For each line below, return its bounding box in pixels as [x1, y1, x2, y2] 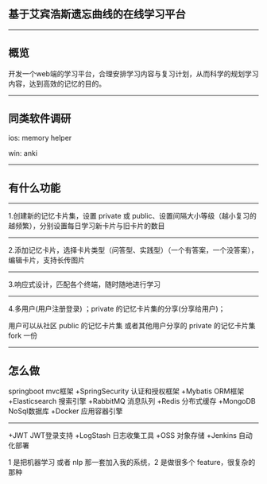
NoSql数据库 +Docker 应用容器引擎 [8, 406, 123, 416]
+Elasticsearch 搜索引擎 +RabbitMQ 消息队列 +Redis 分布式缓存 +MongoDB [8, 397, 256, 406]
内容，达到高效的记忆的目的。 [8, 79, 106, 88]
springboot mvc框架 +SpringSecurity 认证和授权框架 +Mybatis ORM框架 [8, 386, 245, 396]
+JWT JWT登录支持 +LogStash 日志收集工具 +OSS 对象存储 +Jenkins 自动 [8, 431, 253, 440]
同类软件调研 [8, 112, 72, 126]
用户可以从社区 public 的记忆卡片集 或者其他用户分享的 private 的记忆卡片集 [8, 321, 256, 331]
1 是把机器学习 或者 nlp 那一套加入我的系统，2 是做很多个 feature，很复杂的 [8, 458, 256, 467]
